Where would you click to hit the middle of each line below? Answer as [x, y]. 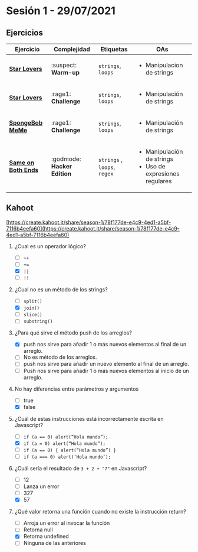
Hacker [62, 166]
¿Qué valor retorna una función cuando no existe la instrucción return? [100, 512]
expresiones [162, 174]
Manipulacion [164, 65]
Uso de [156, 166]
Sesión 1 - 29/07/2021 [61, 11]
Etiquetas [114, 49]
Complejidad [72, 49]
